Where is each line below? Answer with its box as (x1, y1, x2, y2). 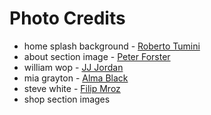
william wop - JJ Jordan (23, 61, 124, 73)
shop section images (23, 93, 111, 105)
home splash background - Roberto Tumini (23, 40, 201, 52)
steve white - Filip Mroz (23, 82, 121, 94)
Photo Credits (9, 7, 126, 30)
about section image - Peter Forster (23, 50, 171, 62)
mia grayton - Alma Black (23, 72, 129, 84)
